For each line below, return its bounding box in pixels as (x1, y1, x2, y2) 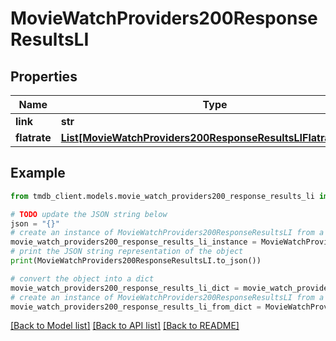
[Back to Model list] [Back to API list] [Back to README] (10, 320, 240, 332)
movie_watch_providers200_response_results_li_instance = (10, 237, 257, 247)
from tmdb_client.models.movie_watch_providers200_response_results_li (10, 191, 315, 201)
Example (10, 165, 66, 182)
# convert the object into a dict (10, 273, 155, 284)
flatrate (15, 131, 52, 144)
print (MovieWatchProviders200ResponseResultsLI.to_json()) (10, 256, 262, 266)
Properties (10, 68, 78, 85)
